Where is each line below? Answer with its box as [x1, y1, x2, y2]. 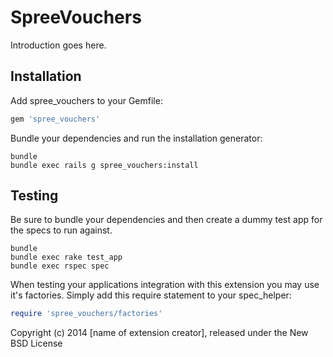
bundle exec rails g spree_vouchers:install [10, 160, 199, 170]
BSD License [10, 337, 63, 350]
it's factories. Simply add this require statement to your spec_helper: [10, 289, 292, 301]
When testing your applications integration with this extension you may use [10, 279, 320, 291]
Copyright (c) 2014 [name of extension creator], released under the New [10, 327, 309, 339]
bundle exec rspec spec [10, 261, 110, 271]
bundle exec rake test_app [10, 252, 123, 263]
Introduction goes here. [10, 39, 107, 51]
